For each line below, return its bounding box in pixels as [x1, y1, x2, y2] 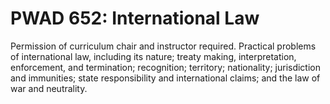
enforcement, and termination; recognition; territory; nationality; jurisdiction [10, 61, 322, 73]
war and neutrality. [10, 82, 88, 94]
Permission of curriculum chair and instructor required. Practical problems [10, 40, 317, 52]
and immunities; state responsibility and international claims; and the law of [10, 72, 321, 84]
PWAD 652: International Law [10, 7, 260, 30]
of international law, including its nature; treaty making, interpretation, [10, 50, 297, 62]
